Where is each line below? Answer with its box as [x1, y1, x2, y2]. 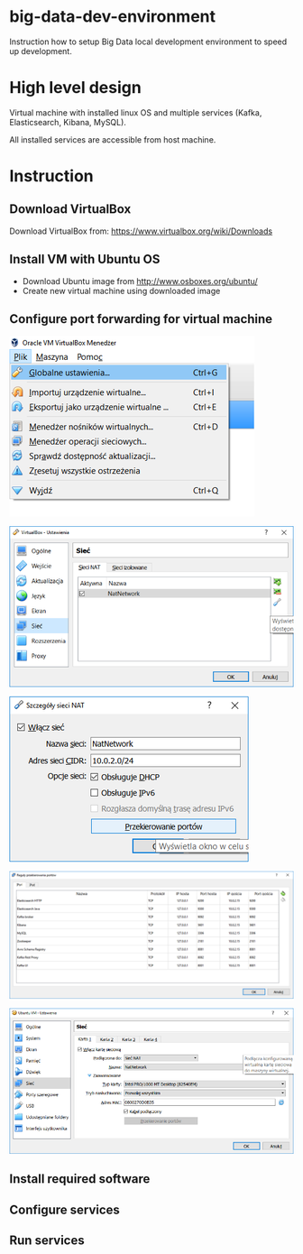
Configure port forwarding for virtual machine [9, 311, 273, 327]
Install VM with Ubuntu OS [9, 252, 161, 267]
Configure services [9, 1202, 120, 1217]
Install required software [9, 1171, 151, 1187]
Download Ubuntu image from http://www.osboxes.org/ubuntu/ [22, 275, 259, 286]
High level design [9, 78, 142, 98]
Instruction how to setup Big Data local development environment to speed [9, 36, 288, 47]
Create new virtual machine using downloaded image [22, 285, 221, 296]
